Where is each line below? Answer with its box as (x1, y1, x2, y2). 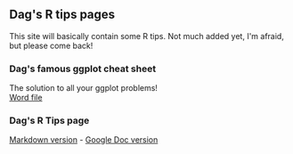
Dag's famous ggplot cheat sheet (9, 62, 157, 75)
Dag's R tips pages (9, 7, 116, 22)
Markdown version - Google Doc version (9, 134, 159, 145)
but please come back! (9, 40, 94, 51)
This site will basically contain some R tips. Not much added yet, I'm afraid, (9, 30, 285, 41)
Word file (9, 93, 43, 103)
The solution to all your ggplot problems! (9, 83, 159, 93)
